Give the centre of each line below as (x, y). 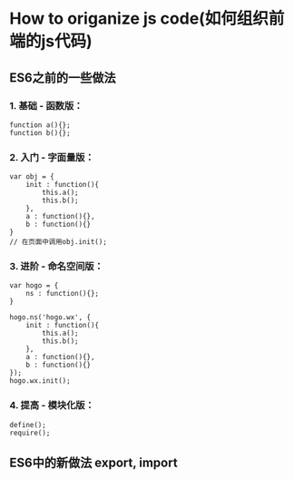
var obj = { (32, 177)
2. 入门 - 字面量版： (52, 157)
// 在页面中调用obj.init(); (58, 242)
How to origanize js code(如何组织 (139, 19)
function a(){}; (40, 125)
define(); (28, 425)
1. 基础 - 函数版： (46, 105)
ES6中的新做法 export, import (94, 463)
